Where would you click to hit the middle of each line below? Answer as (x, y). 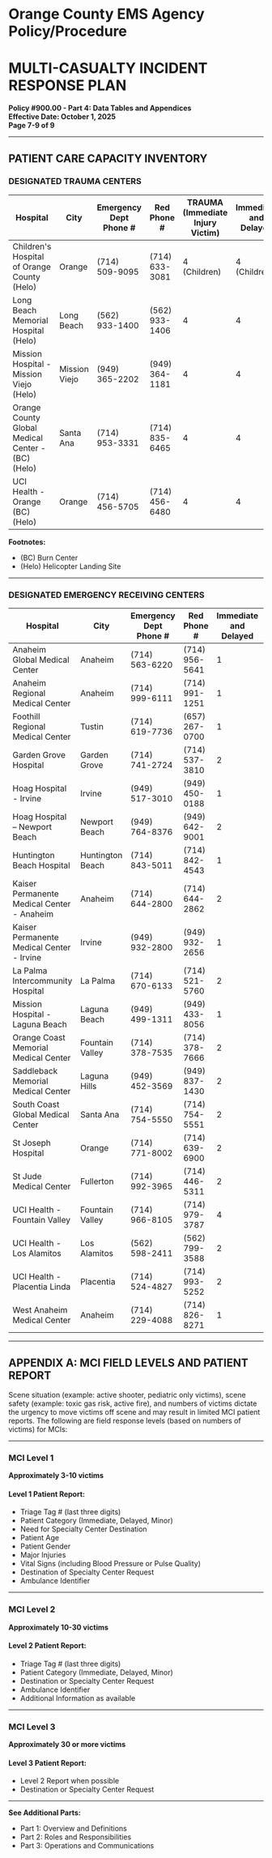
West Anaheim (40, 1310)
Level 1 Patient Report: (47, 1494)
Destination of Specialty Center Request (87, 1572)
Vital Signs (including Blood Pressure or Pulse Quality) (110, 1564)
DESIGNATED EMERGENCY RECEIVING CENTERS (106, 595)
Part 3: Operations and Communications (87, 1846)
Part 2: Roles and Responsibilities (76, 1837)
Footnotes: (27, 542)
